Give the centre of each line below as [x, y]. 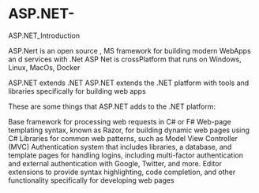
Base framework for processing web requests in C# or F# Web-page [120, 121]
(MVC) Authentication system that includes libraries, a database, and [120, 147]
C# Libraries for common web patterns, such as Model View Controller [123, 138]
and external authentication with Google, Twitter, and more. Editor [115, 163]
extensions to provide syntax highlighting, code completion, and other [122, 172]
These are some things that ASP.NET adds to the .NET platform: [112, 106]
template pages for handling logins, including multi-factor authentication [126, 155]
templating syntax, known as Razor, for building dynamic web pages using [129, 130]
